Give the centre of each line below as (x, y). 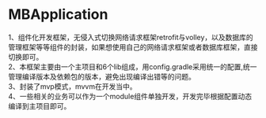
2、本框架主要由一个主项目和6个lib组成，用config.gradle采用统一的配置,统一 (133, 66)
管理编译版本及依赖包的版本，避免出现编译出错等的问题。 (102, 76)
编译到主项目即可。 (40, 106)
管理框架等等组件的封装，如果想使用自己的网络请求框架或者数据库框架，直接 (133, 47)
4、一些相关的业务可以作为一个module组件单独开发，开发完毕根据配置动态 (130, 96)
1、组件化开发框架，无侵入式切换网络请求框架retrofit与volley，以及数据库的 (131, 37)
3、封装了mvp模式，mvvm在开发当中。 (72, 86)
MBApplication (58, 15)
